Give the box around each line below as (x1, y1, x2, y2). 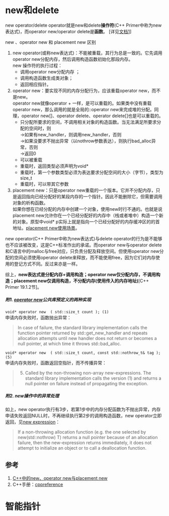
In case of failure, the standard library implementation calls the (17, 324, 147, 330)
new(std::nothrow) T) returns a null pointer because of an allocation (17, 434, 158, 440)
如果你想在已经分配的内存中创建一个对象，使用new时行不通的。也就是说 (12, 206, 162, 212)
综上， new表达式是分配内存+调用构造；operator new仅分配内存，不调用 (5, 271, 156, 277)
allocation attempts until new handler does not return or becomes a (17, 335, 157, 341)
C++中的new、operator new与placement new (12, 475, 108, 481)
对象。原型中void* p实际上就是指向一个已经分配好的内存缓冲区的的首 (17, 218, 160, 224)
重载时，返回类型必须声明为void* (20, 163, 89, 169)
